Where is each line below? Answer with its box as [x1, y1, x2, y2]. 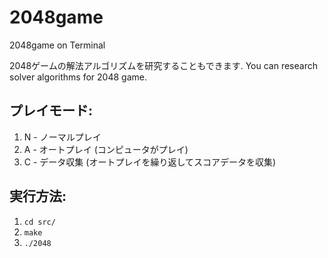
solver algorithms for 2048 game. [9, 71, 147, 83]
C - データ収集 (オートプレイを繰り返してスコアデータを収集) [23, 156, 277, 168]
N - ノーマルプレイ [23, 131, 102, 143]
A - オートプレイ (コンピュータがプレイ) [23, 143, 189, 155]
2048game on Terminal [9, 39, 106, 51]
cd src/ [23, 217, 56, 227]
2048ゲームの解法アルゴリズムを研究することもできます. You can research [9, 59, 318, 71]
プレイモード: [9, 102, 94, 120]
